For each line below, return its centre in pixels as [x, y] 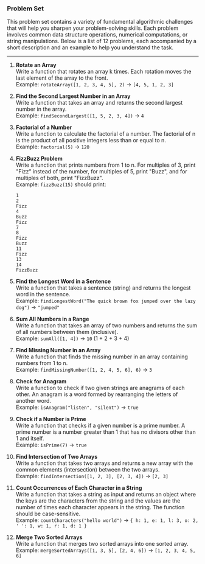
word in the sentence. [43, 294]
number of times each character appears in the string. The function [100, 507]
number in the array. [41, 109]
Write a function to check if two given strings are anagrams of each [100, 388]
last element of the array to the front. [62, 78]
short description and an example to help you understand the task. [90, 47]
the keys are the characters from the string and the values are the [98, 501]
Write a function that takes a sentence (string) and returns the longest [103, 288]
